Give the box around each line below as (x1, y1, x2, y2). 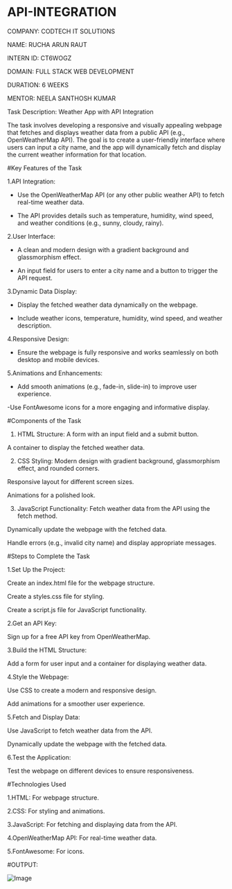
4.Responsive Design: (7, 334, 69, 343)
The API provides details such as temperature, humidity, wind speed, (17, 211, 214, 219)
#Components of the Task (7, 416, 82, 424)
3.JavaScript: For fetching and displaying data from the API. (7, 820, 178, 828)
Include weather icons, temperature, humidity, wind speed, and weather (17, 314, 223, 322)
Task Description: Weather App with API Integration (7, 107, 154, 116)
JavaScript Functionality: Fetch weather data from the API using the (17, 504, 211, 512)
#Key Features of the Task (7, 163, 82, 172)
